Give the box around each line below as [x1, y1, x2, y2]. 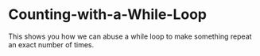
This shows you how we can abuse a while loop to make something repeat [8, 32, 252, 41]
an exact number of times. [8, 39, 95, 49]
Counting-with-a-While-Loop [8, 6, 208, 24]
